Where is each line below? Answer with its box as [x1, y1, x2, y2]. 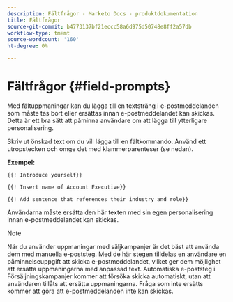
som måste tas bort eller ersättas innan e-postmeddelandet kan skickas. [7, 109, 215, 117]
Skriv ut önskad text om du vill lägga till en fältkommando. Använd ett [7, 137, 206, 145]
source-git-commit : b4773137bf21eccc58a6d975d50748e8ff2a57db [7, 23, 192, 30]
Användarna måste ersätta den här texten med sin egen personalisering [7, 208, 213, 216]
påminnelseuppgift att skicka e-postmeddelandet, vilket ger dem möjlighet [7, 257, 221, 265]
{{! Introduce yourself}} [7, 171, 82, 178]
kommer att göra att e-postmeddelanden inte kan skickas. [7, 287, 174, 295]
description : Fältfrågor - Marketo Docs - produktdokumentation [7, 10, 198, 17]
